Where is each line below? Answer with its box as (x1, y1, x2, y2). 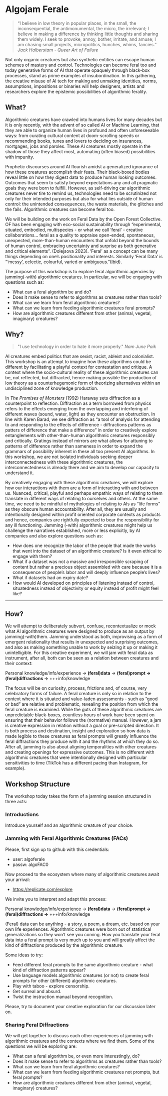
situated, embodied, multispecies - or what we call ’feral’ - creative (5, 227, 143, 233)
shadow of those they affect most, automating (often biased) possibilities (5, 148, 156, 154)
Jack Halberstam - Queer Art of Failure (17, 47, 98, 53)
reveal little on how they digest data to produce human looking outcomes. (5, 174, 156, 180)
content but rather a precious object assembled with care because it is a (12, 564, 162, 570)
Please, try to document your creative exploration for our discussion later (5, 1003, 156, 1009)
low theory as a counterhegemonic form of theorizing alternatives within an (5, 380, 160, 386)
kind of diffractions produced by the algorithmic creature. (5, 942, 123, 948)
